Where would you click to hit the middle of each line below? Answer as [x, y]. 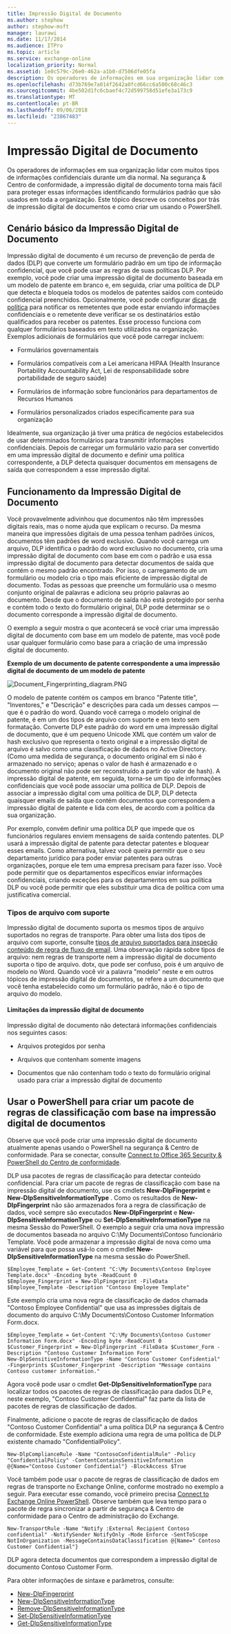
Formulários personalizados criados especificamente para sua [106, 412]
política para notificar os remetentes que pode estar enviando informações [113, 307]
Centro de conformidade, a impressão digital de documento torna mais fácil [114, 185]
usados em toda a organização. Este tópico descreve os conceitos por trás [113, 199]
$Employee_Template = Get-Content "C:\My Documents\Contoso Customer [109, 1335]
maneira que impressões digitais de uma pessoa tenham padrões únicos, [111, 534]
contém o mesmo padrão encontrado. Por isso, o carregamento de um [107, 571]
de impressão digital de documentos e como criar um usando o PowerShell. [114, 206]
